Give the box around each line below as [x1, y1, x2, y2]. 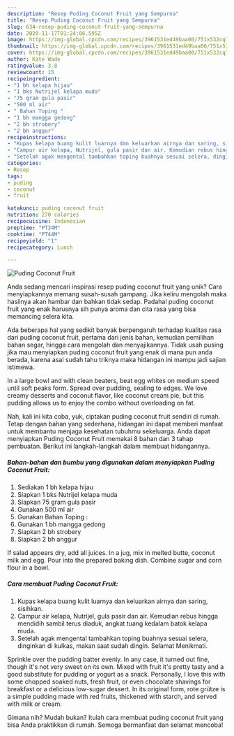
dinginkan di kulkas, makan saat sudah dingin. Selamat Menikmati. [17, 642, 208, 650]
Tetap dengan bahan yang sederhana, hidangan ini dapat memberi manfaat [7, 420, 224, 428]
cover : [7, 50, 26, 57]
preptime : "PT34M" [7, 224, 61, 231]
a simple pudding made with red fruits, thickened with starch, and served [7, 693, 217, 701]
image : [7, 36, 26, 43]
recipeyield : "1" [7, 237, 58, 245]
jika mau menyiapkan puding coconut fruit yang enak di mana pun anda [7, 348, 212, 356]
